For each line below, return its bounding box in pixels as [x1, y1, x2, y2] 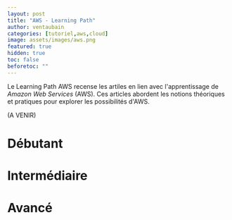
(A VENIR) [7, 111, 37, 119]
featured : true [7, 43, 52, 50]
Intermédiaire [7, 168, 88, 183]
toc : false [7, 56, 39, 63]
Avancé [7, 200, 53, 216]
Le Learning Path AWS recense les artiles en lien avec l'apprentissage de [7, 82, 219, 90]
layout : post [7, 10, 46, 18]
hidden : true [7, 50, 46, 57]
